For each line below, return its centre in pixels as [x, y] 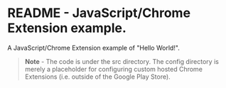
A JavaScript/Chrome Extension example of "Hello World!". [93, 48]
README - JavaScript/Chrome [99, 13]
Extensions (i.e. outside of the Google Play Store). [97, 77]
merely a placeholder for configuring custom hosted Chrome [113, 69]
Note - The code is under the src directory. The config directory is [122, 61]
